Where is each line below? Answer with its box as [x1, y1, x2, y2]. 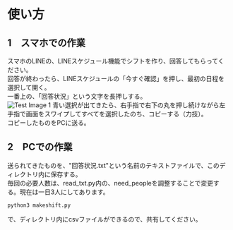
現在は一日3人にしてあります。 [19, 188, 109, 196]
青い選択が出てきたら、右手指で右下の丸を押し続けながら [52, 101, 220, 109]
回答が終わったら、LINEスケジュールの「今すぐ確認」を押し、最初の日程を [7, 75, 225, 83]
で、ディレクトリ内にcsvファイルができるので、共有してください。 [7, 214, 203, 223]
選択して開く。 [7, 83, 51, 92]
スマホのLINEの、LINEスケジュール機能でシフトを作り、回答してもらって [7, 57, 219, 65]
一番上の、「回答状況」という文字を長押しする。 [7, 92, 147, 100]
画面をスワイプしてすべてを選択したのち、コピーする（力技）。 [25, 110, 208, 118]
